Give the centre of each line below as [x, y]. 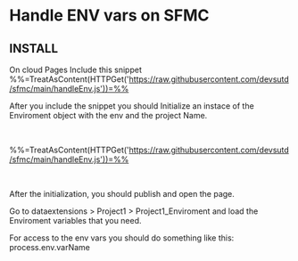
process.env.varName [50, 247]
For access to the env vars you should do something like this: [122, 238]
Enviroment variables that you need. [75, 220]
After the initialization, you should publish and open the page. [122, 194]
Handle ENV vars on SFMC [109, 16]
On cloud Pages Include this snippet [76, 69]
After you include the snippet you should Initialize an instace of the [132, 106]
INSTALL [34, 49]
